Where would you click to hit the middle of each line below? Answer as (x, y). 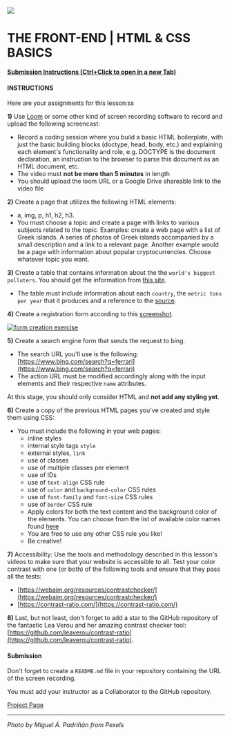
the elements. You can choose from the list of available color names (124, 519)
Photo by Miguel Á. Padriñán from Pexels (66, 725)
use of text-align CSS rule (66, 483)
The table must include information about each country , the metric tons (119, 293)
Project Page (25, 705)
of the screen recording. (41, 678)
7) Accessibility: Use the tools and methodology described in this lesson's (112, 554)
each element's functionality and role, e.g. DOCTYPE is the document (116, 152)
